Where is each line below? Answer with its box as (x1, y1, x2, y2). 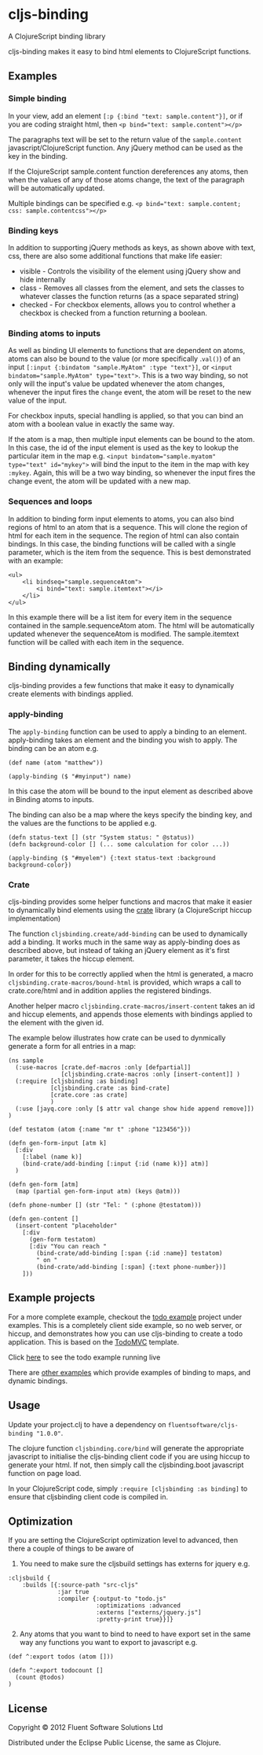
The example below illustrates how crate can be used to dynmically (8, 1032, 226, 1043)
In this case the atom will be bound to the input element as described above (8, 786, 254, 796)
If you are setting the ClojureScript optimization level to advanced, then (8, 1536, 239, 1545)
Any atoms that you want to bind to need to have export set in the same (19, 1629, 251, 1639)
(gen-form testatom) (28, 1235, 97, 1243)
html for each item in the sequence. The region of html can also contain (8, 531, 239, 540)
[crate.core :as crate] (49, 1091, 128, 1098)
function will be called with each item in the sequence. (8, 637, 184, 646)
